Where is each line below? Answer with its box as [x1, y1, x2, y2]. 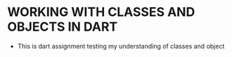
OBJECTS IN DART [7, 19, 118, 35]
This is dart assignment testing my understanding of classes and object [17, 42, 225, 50]
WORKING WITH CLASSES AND [7, 4, 195, 20]
